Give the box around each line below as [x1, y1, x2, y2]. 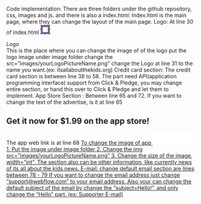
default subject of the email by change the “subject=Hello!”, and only [6, 184, 179, 191]
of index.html [6, 29, 39, 36]
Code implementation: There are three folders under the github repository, [6, 5, 192, 12]
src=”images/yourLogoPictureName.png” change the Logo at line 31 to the [6, 60, 193, 67]
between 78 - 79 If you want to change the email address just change [6, 171, 180, 178]
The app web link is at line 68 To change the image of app [6, 139, 152, 146]
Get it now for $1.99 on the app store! [6, 116, 150, 126]
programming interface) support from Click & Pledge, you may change [6, 79, 182, 86]
